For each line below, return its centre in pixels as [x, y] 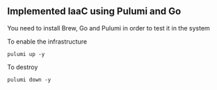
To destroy [23, 67]
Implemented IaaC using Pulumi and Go [94, 11]
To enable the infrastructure [47, 42]
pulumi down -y [29, 80]
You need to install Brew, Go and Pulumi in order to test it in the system [108, 28]
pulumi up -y [26, 54]
